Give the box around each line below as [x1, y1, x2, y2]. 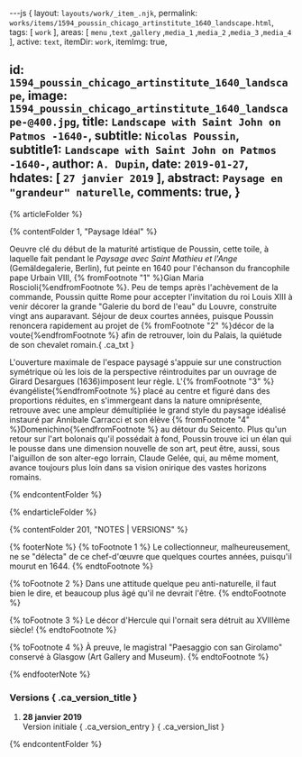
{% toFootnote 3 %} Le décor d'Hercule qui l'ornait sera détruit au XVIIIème [9, 615, 290, 625]
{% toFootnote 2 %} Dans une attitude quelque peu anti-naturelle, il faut [9, 578, 277, 588]
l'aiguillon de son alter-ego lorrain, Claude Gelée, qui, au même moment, [9, 452, 279, 463]
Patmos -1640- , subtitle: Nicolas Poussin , [9, 128, 240, 143]
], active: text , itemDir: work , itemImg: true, [9, 36, 169, 47]
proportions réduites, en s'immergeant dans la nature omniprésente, [9, 395, 263, 406]
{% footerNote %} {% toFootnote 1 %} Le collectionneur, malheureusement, [9, 541, 291, 552]
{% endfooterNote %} [9, 669, 91, 679]
